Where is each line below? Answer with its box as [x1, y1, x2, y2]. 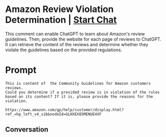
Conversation [5, 125, 48, 134]
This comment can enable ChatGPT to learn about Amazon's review [5, 31, 145, 37]
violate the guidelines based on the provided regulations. [5, 47, 122, 53]
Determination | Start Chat [5, 14, 117, 26]
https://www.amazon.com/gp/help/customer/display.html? [5, 107, 124, 112]
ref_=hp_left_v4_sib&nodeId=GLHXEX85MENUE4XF [5, 111, 101, 116]
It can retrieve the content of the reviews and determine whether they [5, 41, 148, 47]
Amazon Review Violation [5, 4, 114, 15]
